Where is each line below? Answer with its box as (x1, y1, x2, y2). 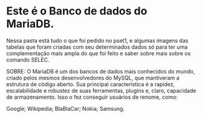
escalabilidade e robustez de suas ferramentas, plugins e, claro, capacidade (6, 87, 197, 94)
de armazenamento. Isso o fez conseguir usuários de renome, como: (6, 93, 178, 101)
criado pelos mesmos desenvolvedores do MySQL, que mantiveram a (6, 74, 180, 81)
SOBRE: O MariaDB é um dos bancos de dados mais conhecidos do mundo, (6, 67, 195, 75)
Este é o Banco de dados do (6, 4, 148, 18)
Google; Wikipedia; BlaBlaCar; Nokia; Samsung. (6, 105, 125, 112)
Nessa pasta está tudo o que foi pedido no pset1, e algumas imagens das (6, 37, 189, 44)
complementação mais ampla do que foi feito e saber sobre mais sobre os (6, 49, 191, 57)
